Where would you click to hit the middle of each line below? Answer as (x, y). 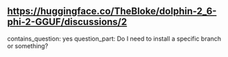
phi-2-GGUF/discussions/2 (67, 22)
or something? (28, 46)
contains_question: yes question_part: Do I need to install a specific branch (114, 38)
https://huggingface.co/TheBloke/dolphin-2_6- (112, 11)
